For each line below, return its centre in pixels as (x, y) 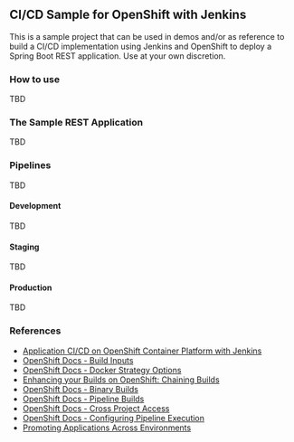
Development (35, 206)
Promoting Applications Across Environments (107, 428)
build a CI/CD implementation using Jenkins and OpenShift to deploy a (141, 46)
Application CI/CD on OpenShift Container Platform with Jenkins (142, 351)
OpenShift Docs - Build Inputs (78, 360)
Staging (24, 247)
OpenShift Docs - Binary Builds (80, 389)
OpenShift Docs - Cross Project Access (96, 408)
